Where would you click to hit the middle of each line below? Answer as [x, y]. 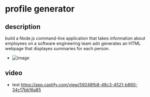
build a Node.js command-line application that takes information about [75, 38]
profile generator [40, 9]
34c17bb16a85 [26, 90]
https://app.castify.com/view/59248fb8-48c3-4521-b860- [79, 84]
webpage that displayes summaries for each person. [57, 48]
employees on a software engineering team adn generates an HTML [73, 43]
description [23, 27]
